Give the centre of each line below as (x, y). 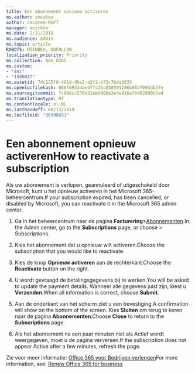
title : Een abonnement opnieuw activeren (57, 11)
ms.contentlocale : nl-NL (36, 104)
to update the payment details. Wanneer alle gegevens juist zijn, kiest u (100, 286)
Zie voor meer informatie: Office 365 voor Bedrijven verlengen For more (92, 358)
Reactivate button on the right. (52, 269)
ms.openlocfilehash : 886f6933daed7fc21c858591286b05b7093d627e (85, 88)
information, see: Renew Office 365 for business (64, 364)
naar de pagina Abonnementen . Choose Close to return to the (89, 316)
